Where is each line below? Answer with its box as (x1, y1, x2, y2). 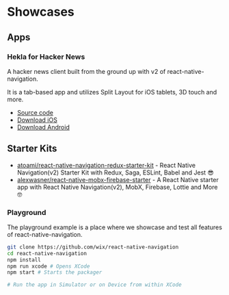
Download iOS (16, 116, 58, 124)
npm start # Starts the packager (7, 269, 103, 276)
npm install (7, 256, 41, 264)
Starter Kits (7, 143, 57, 155)
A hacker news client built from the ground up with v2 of (7, 67, 166, 75)
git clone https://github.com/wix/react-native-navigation (7, 244, 179, 251)
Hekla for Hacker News (7, 52, 85, 62)
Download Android (16, 123, 70, 131)
